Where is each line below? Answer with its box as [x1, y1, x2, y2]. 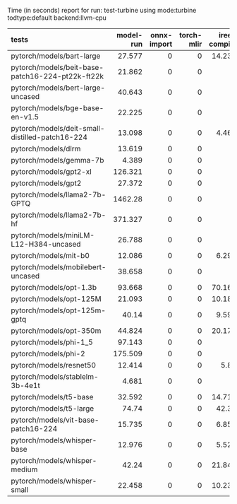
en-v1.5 [11, 112, 39, 122]
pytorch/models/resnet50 [11, 361, 97, 370]
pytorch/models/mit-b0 [11, 251, 90, 260]
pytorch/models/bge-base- [11, 103, 104, 112]
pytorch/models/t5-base [11, 392, 94, 402]
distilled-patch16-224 [11, 132, 88, 142]
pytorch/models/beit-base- [11, 63, 104, 72]
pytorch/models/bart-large [11, 51, 101, 61]
